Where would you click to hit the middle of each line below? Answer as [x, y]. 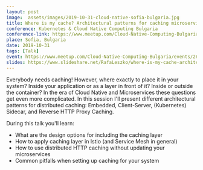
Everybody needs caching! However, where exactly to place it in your [92, 80]
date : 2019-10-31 [28, 46]
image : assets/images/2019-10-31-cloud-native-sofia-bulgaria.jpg [93, 17]
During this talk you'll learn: [40, 123]
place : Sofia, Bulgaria [36, 40]
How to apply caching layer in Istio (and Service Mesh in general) [96, 141]
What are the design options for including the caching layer [89, 135]
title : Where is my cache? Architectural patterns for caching [88, 23]
